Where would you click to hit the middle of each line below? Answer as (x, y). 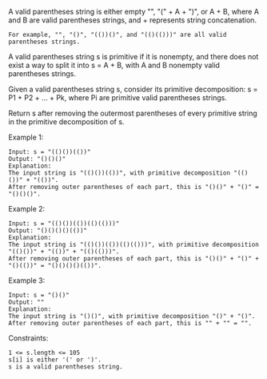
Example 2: (27, 209)
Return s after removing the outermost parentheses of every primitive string (133, 113)
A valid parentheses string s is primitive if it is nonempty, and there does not (133, 56)
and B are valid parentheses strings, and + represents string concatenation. (133, 20)
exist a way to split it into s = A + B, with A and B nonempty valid (114, 65)
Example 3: (27, 280)
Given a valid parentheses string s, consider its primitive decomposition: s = (133, 89)
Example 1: (26, 137)
